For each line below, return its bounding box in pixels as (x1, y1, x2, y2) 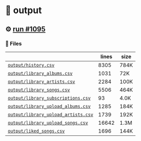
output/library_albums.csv (8, 70, 73, 76)
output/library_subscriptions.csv (8, 95, 91, 101)
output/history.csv (8, 62, 55, 68)
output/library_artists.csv (8, 79, 75, 84)
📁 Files (5, 40, 22, 47)
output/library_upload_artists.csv (8, 112, 93, 117)
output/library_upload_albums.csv (8, 103, 91, 109)
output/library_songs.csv (8, 87, 70, 93)
